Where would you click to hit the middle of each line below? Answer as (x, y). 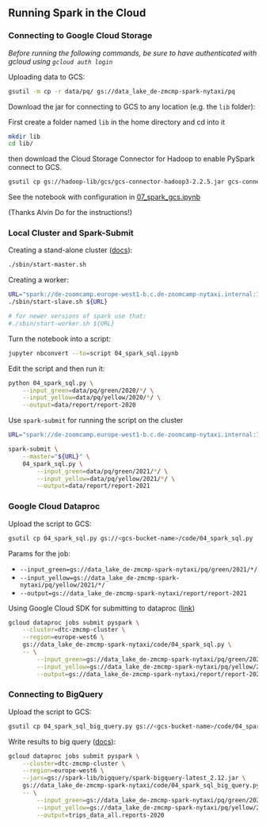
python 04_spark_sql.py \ (51, 383)
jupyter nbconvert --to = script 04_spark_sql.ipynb (93, 353)
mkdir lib (25, 137)
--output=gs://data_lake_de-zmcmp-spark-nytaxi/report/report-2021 (133, 593)
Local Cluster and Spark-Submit (71, 233)
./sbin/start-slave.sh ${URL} (58, 302)
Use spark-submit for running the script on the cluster (96, 421)
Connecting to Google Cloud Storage (80, 36)
